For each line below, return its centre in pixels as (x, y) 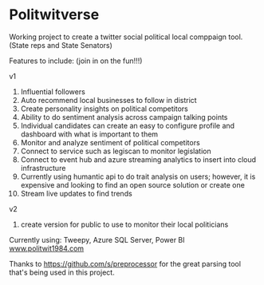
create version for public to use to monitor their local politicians (124, 224)
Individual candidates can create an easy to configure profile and (127, 125)
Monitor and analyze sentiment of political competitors (110, 142)
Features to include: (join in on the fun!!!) (76, 61)
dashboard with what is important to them (89, 134)
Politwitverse (54, 15)
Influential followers (53, 91)
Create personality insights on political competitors (104, 109)
